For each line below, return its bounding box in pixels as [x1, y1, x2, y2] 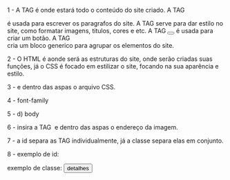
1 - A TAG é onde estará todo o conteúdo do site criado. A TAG [7, 6, 185, 14]
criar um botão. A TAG [7, 34, 70, 42]
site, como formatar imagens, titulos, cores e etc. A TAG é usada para [7, 27, 213, 35]
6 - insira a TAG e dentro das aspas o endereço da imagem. [7, 123, 178, 131]
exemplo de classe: [7, 164, 62, 172]
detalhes [66, 165, 90, 172]
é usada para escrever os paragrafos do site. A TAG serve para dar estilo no [7, 19, 223, 27]
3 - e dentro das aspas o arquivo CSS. [7, 83, 116, 91]
